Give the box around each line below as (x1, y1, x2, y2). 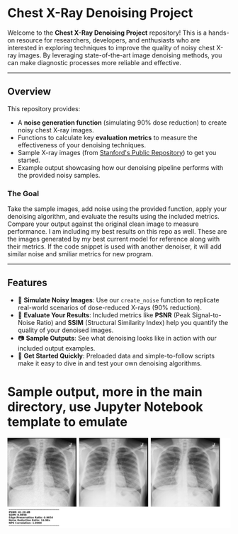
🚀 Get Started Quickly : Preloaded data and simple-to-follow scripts (17, 351, 215, 360)
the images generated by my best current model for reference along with (7, 235, 220, 244)
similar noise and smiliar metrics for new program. (7, 250, 154, 259)
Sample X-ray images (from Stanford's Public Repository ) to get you (17, 148, 217, 157)
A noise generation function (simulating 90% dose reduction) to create (17, 118, 227, 127)
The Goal (7, 188, 40, 198)
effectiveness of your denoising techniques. (17, 140, 147, 149)
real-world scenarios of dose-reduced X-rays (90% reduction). (17, 303, 202, 312)
